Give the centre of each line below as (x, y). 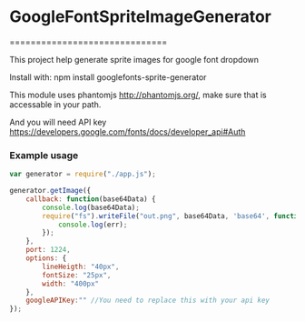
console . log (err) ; (93, 225)
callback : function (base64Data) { (91, 199)
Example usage (44, 155)
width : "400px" (71, 284)
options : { (46, 258)
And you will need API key (58, 122)
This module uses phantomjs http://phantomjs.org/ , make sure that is (138, 95)
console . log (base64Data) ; (91, 207)
